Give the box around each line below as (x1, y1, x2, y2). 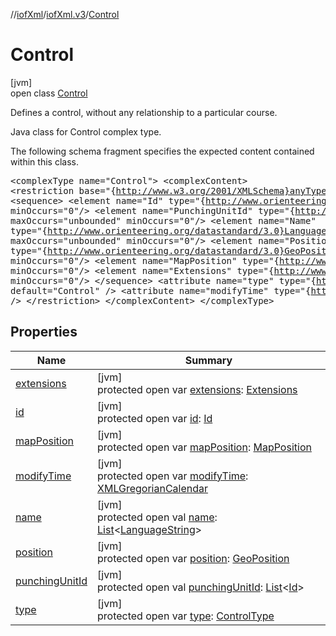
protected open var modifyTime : (97, 469, 249, 483)
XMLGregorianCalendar (97, 481, 209, 495)
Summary (184, 353, 233, 367)
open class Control (10, 87, 88, 99)
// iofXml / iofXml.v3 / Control (10, 9, 120, 20)
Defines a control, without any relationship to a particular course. (10, 106, 278, 118)
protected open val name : (97, 510, 218, 524)
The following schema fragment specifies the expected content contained (10, 145, 315, 157)
